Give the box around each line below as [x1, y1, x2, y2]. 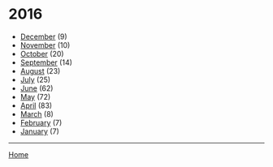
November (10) [19, 40, 71, 49]
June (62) [19, 83, 54, 93]
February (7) [19, 118, 63, 127]
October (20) [19, 49, 64, 58]
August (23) [19, 66, 61, 75]
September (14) [19, 58, 73, 67]
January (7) [19, 126, 59, 136]
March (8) [19, 109, 54, 118]
